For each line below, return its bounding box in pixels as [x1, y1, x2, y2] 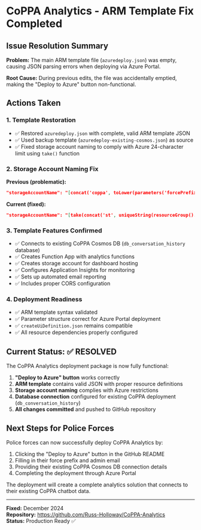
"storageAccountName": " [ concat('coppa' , [6, 189, 111, 195]
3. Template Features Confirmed [6, 226, 102, 234]
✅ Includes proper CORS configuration [14, 280, 111, 287]
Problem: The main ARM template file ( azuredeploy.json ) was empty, [6, 57, 177, 63]
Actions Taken [6, 98, 61, 108]
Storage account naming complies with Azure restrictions [14, 387, 159, 394]
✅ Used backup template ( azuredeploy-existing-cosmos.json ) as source [14, 136, 194, 143]
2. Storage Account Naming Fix [6, 164, 99, 173]
